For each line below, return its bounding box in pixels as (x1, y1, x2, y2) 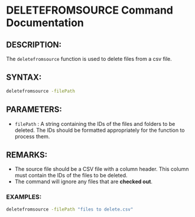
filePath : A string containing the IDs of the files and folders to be (14, 120, 175, 127)
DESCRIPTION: (6, 40, 62, 50)
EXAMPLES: (6, 193, 42, 201)
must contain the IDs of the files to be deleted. (14, 172, 128, 179)
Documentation (6, 16, 84, 30)
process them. (14, 132, 50, 140)
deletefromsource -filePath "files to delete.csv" (6, 206, 134, 212)
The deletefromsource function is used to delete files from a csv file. (6, 56, 173, 62)
